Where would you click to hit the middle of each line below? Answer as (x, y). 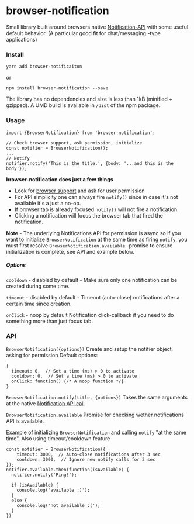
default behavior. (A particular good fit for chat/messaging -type (83, 33)
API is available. (25, 421)
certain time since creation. (39, 304)
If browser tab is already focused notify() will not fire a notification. (97, 209)
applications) (22, 39)
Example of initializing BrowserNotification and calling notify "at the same (96, 432)
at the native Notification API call (45, 403)
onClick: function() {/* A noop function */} (68, 381)
